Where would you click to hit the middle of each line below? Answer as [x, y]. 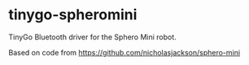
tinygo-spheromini [73, 15]
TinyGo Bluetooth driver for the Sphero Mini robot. [92, 37]
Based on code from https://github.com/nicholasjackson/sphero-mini [124, 52]
